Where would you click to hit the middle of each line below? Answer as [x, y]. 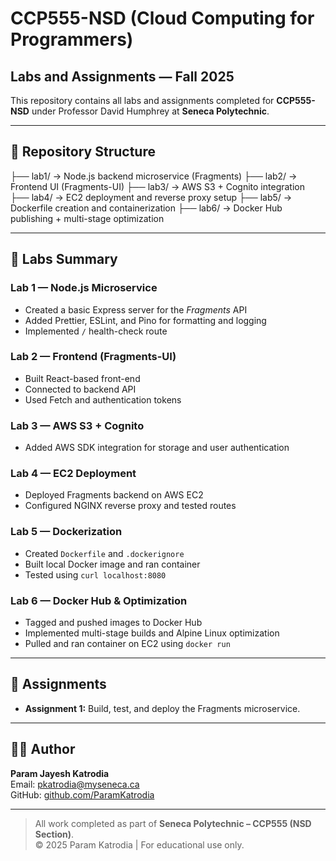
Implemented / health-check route [96, 331]
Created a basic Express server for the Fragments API [136, 309]
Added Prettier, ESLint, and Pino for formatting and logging [145, 320]
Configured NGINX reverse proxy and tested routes [130, 506]
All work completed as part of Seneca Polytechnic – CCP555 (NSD [173, 823]
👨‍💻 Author [43, 749]
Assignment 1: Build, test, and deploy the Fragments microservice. [162, 708]
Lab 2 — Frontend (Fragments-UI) [93, 357]
